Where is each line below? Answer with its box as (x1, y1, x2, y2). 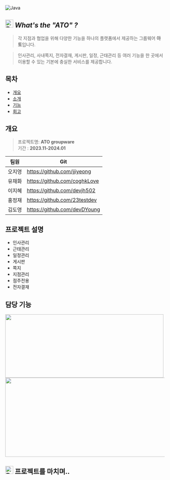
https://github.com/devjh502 (27, 187, 96, 194)
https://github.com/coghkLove (27, 177, 99, 184)
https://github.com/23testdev (27, 197, 97, 204)
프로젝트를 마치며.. (14, 467, 70, 476)
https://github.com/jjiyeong (27, 168, 92, 175)
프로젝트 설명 (5, 225, 44, 234)
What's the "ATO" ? (14, 21, 78, 30)
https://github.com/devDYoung (27, 206, 100, 213)
